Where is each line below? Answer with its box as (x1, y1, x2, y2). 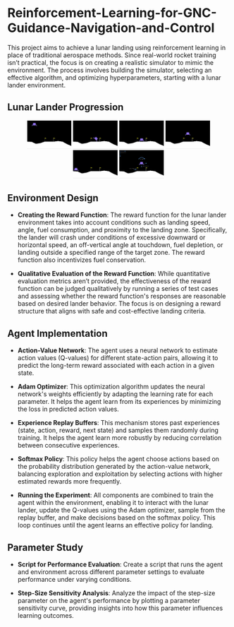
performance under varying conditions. (17, 575, 132, 584)
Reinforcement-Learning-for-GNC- (7, 5, 217, 21)
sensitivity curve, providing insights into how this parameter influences (17, 604, 223, 612)
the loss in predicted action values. (17, 405, 120, 414)
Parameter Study (7, 542, 83, 554)
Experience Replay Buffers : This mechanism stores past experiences (17, 419, 220, 427)
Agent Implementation (7, 327, 108, 340)
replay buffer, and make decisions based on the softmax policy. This (17, 513, 216, 522)
